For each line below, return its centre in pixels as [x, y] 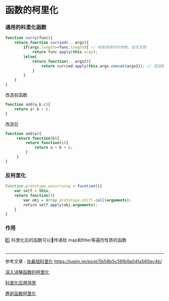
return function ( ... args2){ [62, 61]
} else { [30, 57]
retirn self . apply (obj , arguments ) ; [61, 205]
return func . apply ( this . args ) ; [65, 52]
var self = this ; [32, 191]
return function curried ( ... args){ [52, 43]
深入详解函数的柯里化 [27, 272]
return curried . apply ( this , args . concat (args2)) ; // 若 [99, 66]
